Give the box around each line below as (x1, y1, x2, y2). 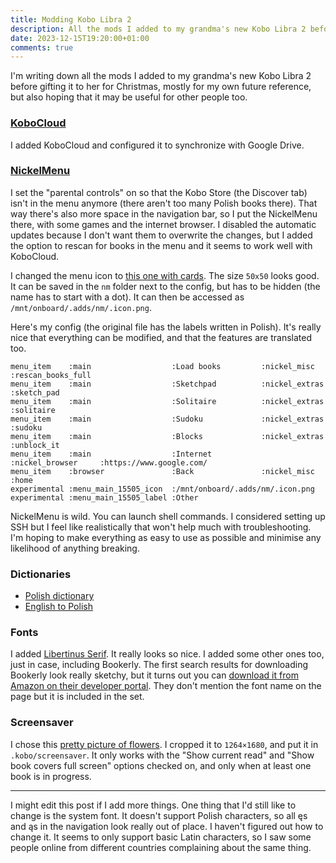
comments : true (10, 42, 74, 53)
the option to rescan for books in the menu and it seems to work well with (10, 239, 313, 251)
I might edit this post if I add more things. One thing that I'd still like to (10, 799, 297, 811)
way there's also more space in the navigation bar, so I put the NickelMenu (10, 207, 318, 220)
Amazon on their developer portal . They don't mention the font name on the (10, 680, 322, 692)
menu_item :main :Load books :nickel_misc (10, 361, 315, 371)
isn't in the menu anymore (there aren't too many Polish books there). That (10, 197, 318, 209)
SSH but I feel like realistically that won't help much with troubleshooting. (10, 521, 312, 533)
